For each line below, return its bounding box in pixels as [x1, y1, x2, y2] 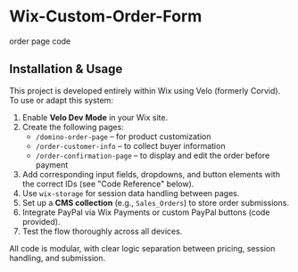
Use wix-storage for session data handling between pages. [21, 187, 240, 198]
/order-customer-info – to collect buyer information [35, 140, 226, 151]
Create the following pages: [21, 121, 125, 132]
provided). [21, 216, 61, 227]
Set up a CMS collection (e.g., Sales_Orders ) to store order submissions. [21, 197, 290, 208]
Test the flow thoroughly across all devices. [21, 226, 183, 236]
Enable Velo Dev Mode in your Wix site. [21, 111, 168, 122]
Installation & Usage [9, 62, 123, 77]
